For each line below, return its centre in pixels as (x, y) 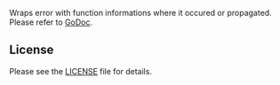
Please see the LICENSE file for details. (81, 71)
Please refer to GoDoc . (51, 22)
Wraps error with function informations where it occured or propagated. (141, 13)
